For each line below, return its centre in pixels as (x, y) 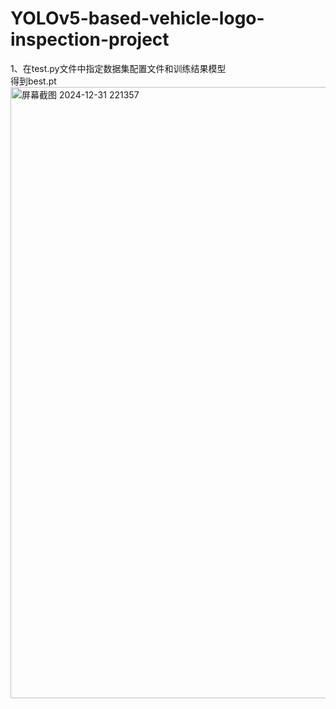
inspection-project (90, 39)
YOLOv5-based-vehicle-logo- (137, 18)
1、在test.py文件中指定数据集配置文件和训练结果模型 (118, 68)
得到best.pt (33, 81)
